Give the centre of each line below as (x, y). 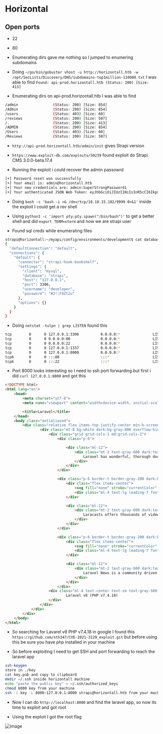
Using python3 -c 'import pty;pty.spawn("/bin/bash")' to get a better (83, 216)
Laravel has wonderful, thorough (117, 457)
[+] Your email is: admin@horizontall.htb (49, 183)
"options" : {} (32, 303)
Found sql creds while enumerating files (52, 230)
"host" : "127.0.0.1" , (44, 280)
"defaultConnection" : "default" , (43, 249)
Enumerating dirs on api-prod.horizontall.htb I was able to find (74, 96)
